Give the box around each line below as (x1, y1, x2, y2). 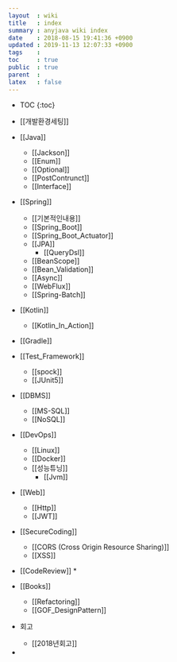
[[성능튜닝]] (31, 463, 68, 473)
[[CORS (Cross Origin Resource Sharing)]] (31, 542, 170, 552)
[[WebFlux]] (31, 281, 71, 291)
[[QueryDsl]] (43, 247, 85, 257)
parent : (8, 71, 41, 79)
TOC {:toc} (19, 100, 56, 110)
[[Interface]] (31, 181, 71, 191)
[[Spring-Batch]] (31, 289, 86, 299)
